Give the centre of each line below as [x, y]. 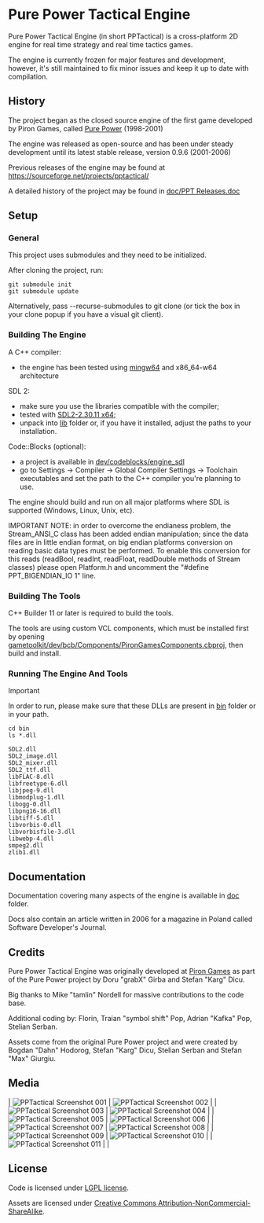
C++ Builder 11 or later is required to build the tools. [91, 613]
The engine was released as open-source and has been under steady [121, 144]
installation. [38, 431]
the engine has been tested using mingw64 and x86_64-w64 [118, 367]
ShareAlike [26, 1211]
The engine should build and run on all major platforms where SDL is [119, 501]
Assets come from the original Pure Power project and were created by [123, 1041]
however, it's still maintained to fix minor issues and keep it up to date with [128, 68]
